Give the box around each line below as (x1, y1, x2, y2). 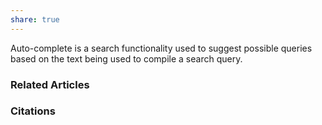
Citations (10, 104, 56, 118)
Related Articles (10, 77, 90, 91)
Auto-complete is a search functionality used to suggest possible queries (10, 42, 313, 54)
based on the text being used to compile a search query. (10, 52, 243, 65)
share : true (10, 14, 60, 25)
